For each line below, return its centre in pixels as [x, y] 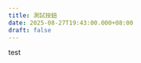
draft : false [30, 30]
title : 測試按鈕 [33, 15]
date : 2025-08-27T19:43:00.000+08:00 [71, 23]
